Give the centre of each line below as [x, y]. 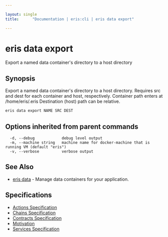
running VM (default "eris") [36, 147]
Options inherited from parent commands [72, 126]
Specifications [29, 195]
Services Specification [36, 229]
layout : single [21, 14]
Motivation [24, 223]
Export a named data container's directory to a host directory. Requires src [83, 91]
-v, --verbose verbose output [52, 151]
